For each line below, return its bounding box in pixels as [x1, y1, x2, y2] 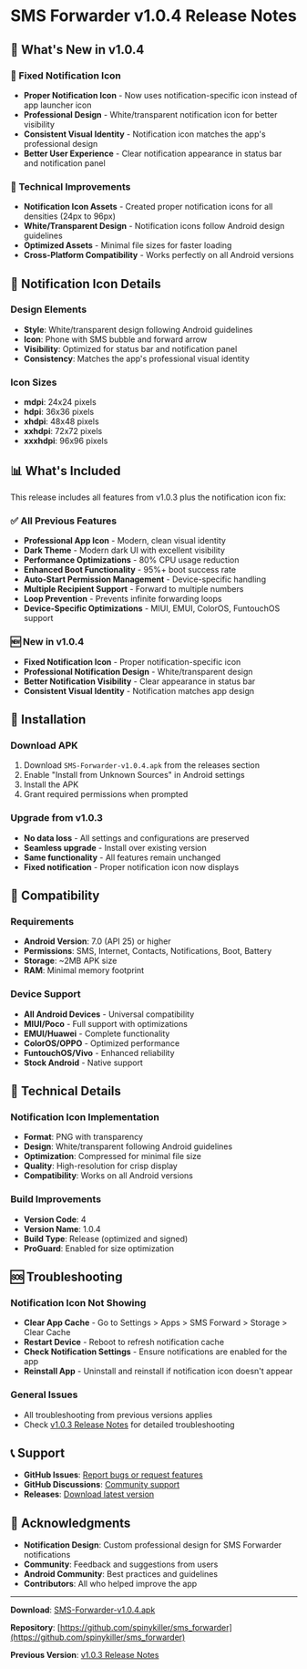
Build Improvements [10, 1193, 102, 1206]
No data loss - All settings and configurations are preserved [23, 832, 250, 844]
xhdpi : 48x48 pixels [23, 416, 99, 427]
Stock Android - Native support [23, 1057, 144, 1068]
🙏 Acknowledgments [10, 1515, 131, 1530]
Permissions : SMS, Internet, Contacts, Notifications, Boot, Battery [23, 946, 272, 957]
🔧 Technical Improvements [10, 180, 131, 192]
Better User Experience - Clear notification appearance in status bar [23, 148, 282, 159]
